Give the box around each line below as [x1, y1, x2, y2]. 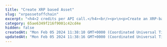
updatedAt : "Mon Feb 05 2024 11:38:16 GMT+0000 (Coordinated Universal [5, 35, 157, 40]
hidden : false [5, 25, 35, 30]
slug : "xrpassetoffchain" [5, 12, 59, 17]
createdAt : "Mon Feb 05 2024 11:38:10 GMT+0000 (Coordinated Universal [5, 30, 157, 35]
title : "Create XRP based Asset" [5, 7, 75, 12]
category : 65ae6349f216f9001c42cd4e [5, 21, 81, 26]
